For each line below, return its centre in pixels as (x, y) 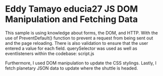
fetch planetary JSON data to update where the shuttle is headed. (72, 68)
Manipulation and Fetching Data (71, 19)
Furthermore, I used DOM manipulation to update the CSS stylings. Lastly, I (81, 63)
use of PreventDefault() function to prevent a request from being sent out (79, 38)
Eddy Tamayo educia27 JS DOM (72, 9)
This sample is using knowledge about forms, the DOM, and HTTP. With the (81, 33)
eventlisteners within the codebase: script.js (50, 53)
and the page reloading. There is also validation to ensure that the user (77, 43)
